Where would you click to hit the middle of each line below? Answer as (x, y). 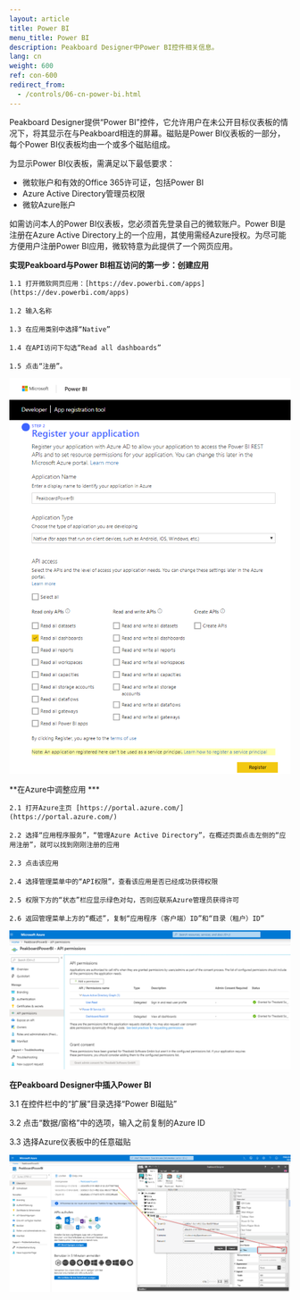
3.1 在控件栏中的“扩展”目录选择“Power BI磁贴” (93, 1104)
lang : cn (25, 57)
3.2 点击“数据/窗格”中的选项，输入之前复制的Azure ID (107, 1123)
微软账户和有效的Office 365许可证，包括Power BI (112, 182)
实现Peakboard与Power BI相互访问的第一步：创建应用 (109, 264)
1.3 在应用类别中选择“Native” (60, 329)
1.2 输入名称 (31, 311)
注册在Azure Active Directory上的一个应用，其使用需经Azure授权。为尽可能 (148, 235)
